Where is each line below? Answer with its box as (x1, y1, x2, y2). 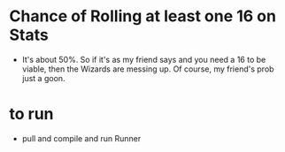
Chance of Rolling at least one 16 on (9, 6, 277, 27)
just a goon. (21, 72, 65, 83)
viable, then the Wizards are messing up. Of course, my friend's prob (21, 64, 274, 74)
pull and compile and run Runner (21, 133, 142, 143)
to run (9, 104, 55, 125)
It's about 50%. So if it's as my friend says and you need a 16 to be (21, 54, 266, 65)
